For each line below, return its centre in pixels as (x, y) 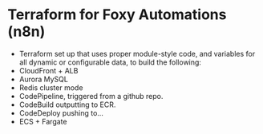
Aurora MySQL (44, 79)
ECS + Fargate (43, 121)
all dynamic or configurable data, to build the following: (110, 62)
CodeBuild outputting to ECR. (67, 104)
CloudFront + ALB (49, 70)
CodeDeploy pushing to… (61, 112)
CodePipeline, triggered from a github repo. (91, 96)
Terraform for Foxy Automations (117, 15)
